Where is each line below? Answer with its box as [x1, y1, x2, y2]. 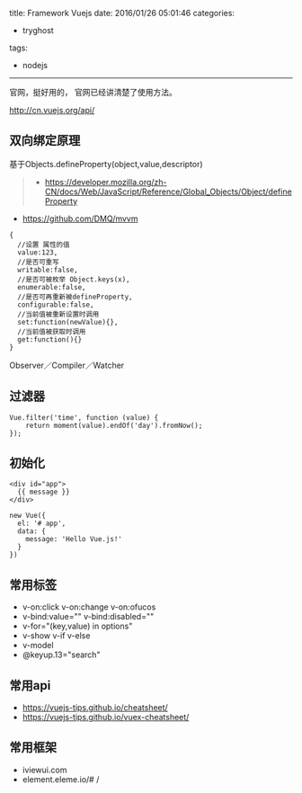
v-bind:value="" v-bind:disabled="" [22, 611, 155, 622]
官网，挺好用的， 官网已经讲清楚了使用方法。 [9, 87, 177, 97]
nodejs [22, 60, 48, 70]
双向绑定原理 [9, 133, 81, 148]
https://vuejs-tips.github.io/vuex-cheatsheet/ [22, 712, 190, 723]
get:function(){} [17, 334, 83, 344]
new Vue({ [9, 512, 47, 521]
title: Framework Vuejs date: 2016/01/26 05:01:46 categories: [9, 8, 235, 18]
